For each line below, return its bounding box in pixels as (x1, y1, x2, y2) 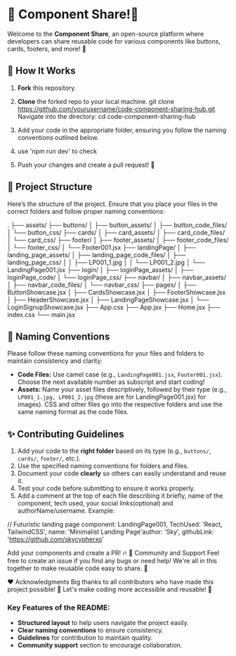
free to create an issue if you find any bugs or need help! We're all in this (7, 557, 218, 565)
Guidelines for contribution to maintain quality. (17, 634, 153, 642)
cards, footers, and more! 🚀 (7, 44, 86, 53)
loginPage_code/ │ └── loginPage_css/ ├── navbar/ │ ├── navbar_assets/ (7, 273, 227, 281)
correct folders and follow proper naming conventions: (7, 207, 165, 215)
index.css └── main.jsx (7, 310, 76, 319)
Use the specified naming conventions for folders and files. (17, 462, 189, 470)
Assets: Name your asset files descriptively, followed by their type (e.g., (17, 385, 227, 394)
